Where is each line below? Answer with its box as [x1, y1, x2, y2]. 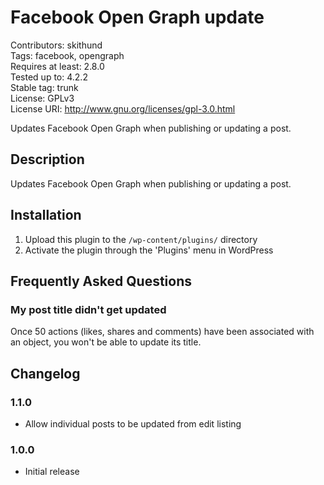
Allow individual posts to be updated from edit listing [24, 417, 242, 430]
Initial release [24, 466, 80, 478]
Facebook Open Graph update [10, 6, 265, 29]
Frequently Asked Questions [10, 272, 193, 290]
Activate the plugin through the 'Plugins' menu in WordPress [24, 244, 274, 256]
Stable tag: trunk [10, 81, 79, 93]
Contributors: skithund [10, 39, 103, 51]
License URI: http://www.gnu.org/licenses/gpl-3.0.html [10, 102, 236, 115]
